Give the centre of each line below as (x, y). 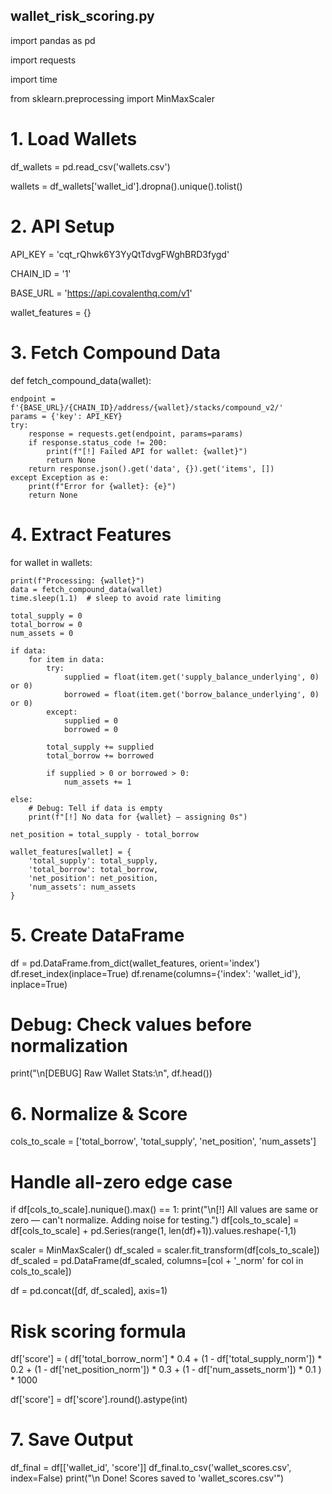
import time (34, 79)
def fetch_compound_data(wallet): (81, 380)
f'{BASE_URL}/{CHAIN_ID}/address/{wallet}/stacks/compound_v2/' (147, 407)
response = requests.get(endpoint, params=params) (136, 434)
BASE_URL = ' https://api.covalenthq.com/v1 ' (101, 293)
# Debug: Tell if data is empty (95, 808)
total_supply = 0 (46, 615)
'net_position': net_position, (93, 878)
